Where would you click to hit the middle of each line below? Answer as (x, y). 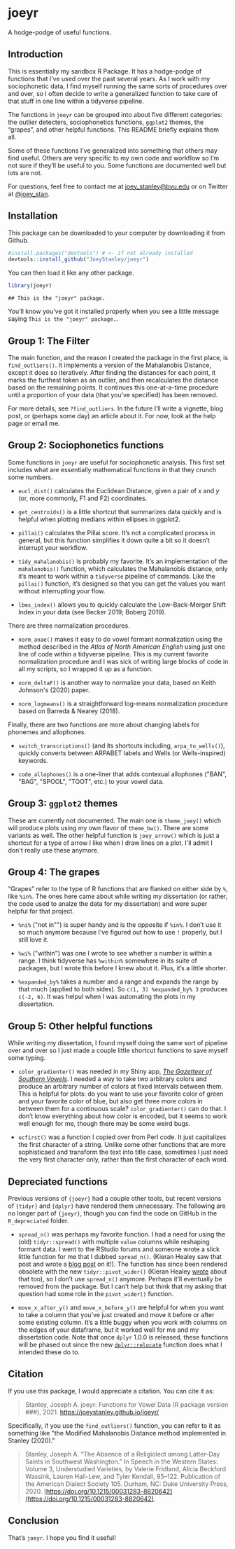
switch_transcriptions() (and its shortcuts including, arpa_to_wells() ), (121, 745)
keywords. (33, 760)
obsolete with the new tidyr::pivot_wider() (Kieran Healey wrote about (122, 1272)
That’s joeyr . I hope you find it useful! (62, 1537)
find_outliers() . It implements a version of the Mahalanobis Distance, (110, 365)
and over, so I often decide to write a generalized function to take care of (113, 93)
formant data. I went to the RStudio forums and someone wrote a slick (119, 1249)
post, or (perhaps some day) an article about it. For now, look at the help (112, 416)
